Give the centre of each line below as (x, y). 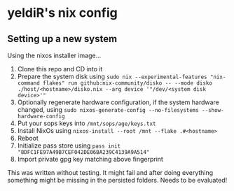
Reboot (28, 138)
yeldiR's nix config (62, 13)
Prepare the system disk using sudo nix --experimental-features (112, 76)
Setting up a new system (62, 39)
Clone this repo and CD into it (60, 69)
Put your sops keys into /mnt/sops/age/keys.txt (87, 123)
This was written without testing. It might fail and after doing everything (110, 172)
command (28, 83)
